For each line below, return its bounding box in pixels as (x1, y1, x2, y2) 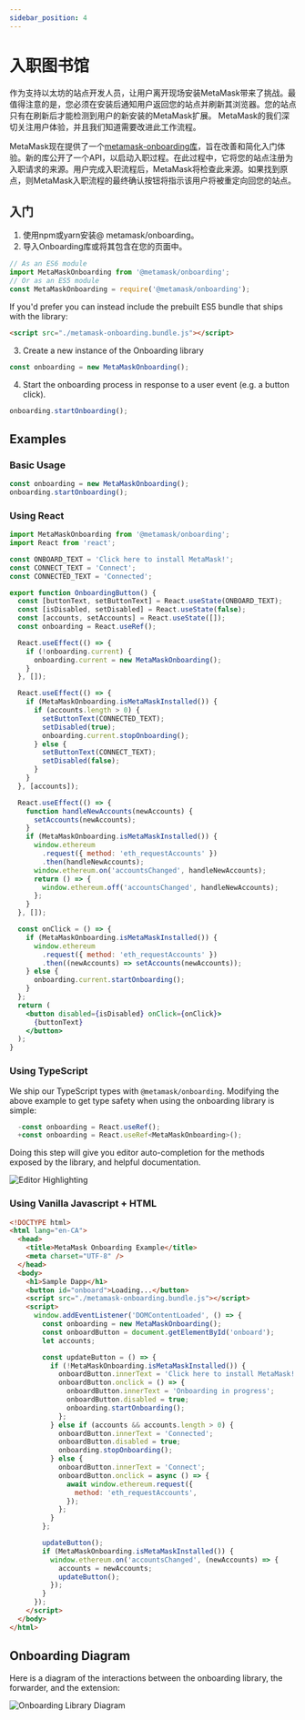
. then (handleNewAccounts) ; (42, 857, 145, 866)
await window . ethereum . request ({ (66, 1480, 194, 1489)
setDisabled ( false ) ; (42, 756, 120, 765)
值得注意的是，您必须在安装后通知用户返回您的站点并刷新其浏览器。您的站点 (9, 98, 297, 109)
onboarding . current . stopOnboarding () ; (42, 731, 189, 740)
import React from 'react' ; (9, 539, 117, 548)
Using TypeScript (9, 1065, 88, 1078)
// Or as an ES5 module (9, 277, 100, 286)
